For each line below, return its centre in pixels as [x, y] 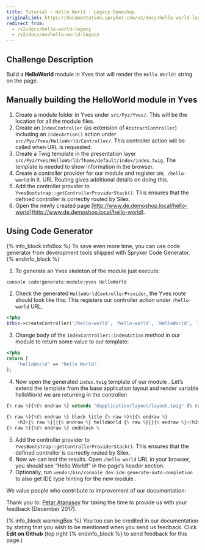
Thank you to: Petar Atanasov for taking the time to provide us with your [97, 502]
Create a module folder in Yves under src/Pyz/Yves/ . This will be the [101, 114]
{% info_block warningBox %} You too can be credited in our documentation [103, 521]
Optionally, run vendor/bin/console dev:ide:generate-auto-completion [104, 472]
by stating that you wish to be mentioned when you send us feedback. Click [102, 527]
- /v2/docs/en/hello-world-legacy [56, 35]
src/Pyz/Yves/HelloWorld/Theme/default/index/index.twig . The [95, 160]
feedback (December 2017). [41, 509]
